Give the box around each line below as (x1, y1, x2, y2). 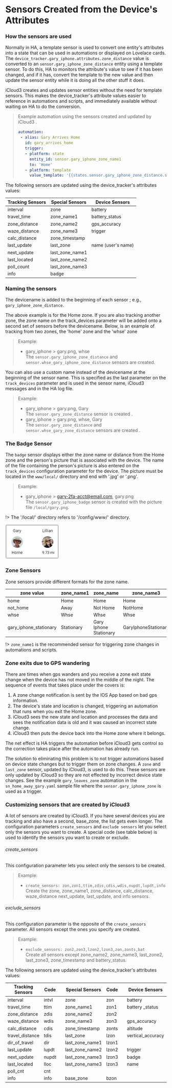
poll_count (7, 263, 30, 270)
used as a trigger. (5, 788, 42, 794)
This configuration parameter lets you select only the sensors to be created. (5, 862, 165, 868)
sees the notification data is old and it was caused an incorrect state (12, 719, 157, 726)
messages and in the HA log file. (5, 386, 74, 392)
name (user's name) (91, 242, 134, 249)
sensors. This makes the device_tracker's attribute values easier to (5, 92, 146, 99)
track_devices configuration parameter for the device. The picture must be (5, 468, 163, 474)
